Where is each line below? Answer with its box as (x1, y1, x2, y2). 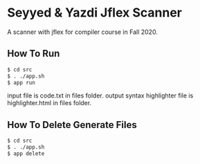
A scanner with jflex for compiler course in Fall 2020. (7, 28, 158, 36)
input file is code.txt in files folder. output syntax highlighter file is (7, 91, 194, 100)
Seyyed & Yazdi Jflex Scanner (7, 5, 182, 21)
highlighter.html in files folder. (7, 99, 92, 107)
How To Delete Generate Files (7, 119, 137, 131)
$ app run (7, 79, 36, 86)
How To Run (7, 48, 60, 60)
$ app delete (7, 150, 45, 157)
